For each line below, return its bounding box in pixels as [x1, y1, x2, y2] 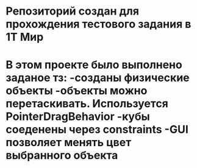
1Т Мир [5, 30, 44, 44]
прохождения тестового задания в [5, 17, 192, 31]
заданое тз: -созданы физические [5, 71, 190, 85]
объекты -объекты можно [5, 84, 148, 98]
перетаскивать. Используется [5, 97, 169, 111]
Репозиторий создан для [5, 4, 140, 18]
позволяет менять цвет [5, 136, 132, 150]
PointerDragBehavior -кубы [5, 110, 150, 124]
